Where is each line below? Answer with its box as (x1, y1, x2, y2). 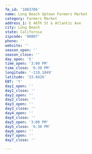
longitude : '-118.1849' (5, 70, 53, 75)
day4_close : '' (5, 115, 36, 120)
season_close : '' (5, 52, 40, 57)
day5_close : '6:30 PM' (5, 124, 51, 129)
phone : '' (5, 39, 25, 44)
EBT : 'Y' (5, 79, 23, 84)
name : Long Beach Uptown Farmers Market (5, 12, 88, 16)
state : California (5, 30, 42, 34)
